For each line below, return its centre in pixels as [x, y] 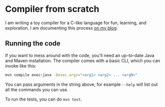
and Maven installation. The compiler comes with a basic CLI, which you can [83, 61]
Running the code [33, 44]
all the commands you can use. [37, 89]
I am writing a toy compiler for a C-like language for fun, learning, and [76, 23]
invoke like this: [21, 66]
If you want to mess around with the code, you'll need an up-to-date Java [80, 55]
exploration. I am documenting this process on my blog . [62, 28]
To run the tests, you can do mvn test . [44, 99]
